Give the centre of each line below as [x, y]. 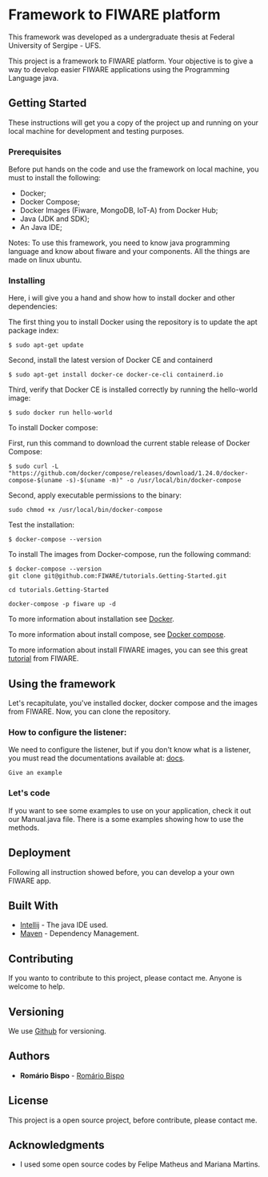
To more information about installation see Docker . [91, 619]
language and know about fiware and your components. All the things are [129, 252]
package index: [34, 331]
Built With [33, 906]
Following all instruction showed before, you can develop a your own [121, 872]
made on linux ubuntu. [45, 260]
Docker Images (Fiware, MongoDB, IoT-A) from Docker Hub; [119, 211]
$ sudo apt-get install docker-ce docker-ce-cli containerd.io [116, 375]
